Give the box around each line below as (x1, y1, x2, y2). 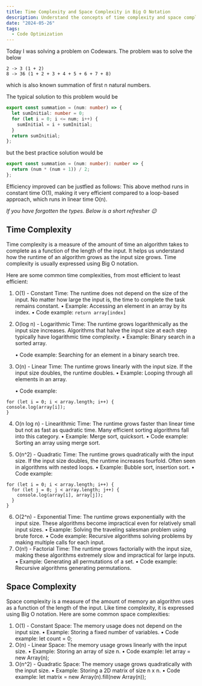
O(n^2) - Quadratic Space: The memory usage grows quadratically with (14, 660, 192, 667)
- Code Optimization (11, 31, 63, 37)
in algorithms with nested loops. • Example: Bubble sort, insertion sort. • (14, 464, 195, 471)
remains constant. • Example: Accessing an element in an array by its (14, 302, 188, 310)
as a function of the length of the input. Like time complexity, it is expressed (6, 604, 194, 611)
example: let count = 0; (14, 635, 73, 642)
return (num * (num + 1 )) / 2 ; (11, 167, 90, 173)
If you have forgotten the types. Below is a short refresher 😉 (6, 207, 158, 214)
